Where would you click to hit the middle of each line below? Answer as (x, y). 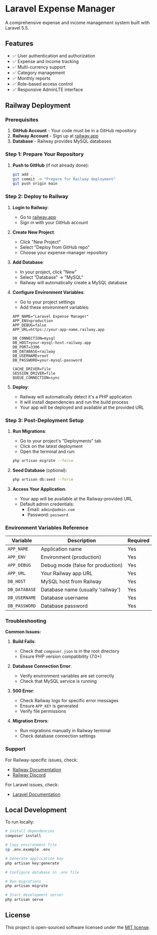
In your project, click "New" (48, 272)
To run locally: (20, 822)
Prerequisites (22, 120)
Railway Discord (29, 775)
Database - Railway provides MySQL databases (62, 141)
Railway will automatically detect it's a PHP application (76, 396)
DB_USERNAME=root (30, 356)
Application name (61, 549)
